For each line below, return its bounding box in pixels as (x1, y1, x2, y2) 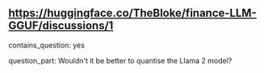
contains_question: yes (8, 40, 85, 50)
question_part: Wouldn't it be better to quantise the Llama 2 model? (8, 55, 233, 65)
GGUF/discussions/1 (8, 19, 114, 33)
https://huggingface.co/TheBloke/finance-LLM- (8, 6, 257, 20)
